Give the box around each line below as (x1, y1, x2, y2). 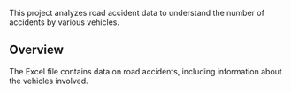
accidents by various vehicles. (9, 17, 119, 27)
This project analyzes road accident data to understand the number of (9, 8, 265, 18)
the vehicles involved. (9, 75, 88, 86)
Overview (9, 43, 65, 58)
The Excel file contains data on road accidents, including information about (9, 66, 283, 76)
